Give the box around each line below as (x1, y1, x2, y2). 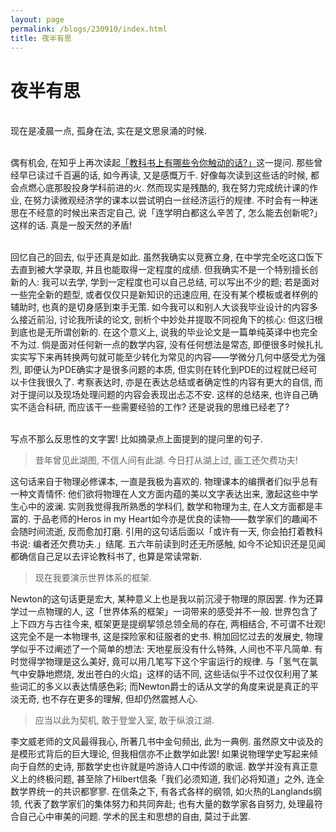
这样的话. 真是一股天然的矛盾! (10, 219, 132, 231)
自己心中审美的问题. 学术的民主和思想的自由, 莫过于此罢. (18, 811, 251, 823)
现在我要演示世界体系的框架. (34, 572, 152, 584)
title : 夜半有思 (10, 33, 72, 43)
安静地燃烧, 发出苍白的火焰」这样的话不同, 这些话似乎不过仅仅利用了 (27, 668, 310, 680)
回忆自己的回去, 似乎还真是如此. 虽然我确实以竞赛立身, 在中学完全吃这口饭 (10, 251, 315, 263)
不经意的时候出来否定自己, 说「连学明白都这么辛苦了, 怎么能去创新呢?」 (27, 207, 323, 219)
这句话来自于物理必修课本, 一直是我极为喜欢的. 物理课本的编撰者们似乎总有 (10, 476, 318, 488)
